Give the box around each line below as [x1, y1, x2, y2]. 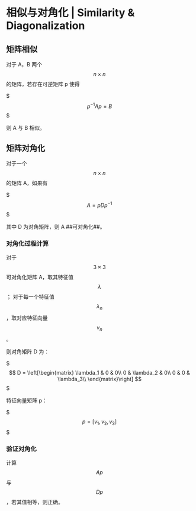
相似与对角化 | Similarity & [6, 6, 135, 20]
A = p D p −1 [86, 200, 113, 209]
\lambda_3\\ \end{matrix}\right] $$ [57, 375, 142, 383]
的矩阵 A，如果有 [6, 180, 48, 187]
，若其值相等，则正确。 [6, 499, 63, 506]
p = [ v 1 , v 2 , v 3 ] [82, 418, 117, 426]
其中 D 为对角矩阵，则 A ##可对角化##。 [6, 223, 105, 231]
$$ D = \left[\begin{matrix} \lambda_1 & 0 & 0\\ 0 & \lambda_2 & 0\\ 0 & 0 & [8, 369, 191, 376]
